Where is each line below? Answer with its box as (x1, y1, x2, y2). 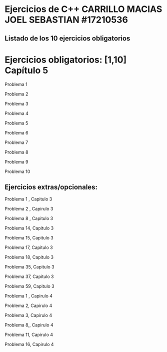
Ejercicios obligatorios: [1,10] (4, 54, 127, 65)
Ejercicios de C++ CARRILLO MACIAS (4, 3, 162, 15)
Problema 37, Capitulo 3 (4, 273, 54, 279)
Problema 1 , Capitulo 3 (4, 196, 52, 202)
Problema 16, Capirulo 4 (4, 341, 54, 347)
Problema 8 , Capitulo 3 (4, 215, 53, 221)
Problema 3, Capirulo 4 (4, 312, 52, 318)
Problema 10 (4, 168, 30, 174)
